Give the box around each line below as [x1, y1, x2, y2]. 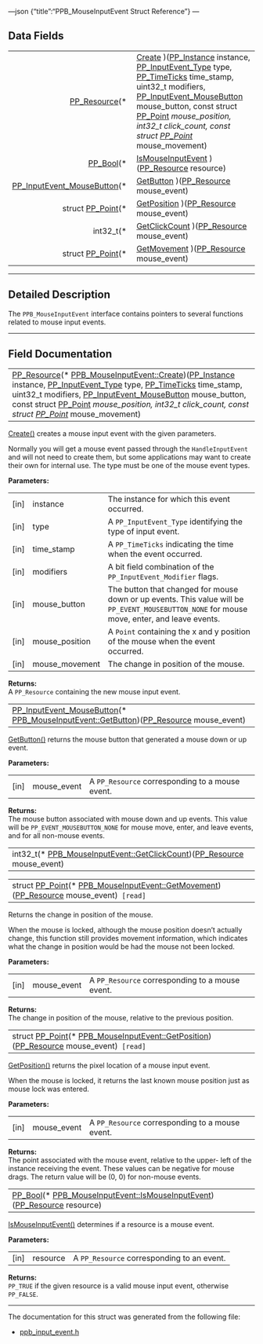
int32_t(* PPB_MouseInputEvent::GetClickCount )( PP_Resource [12, 848, 244, 859]
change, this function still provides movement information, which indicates [8, 934, 248, 943]
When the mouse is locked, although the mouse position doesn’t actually [8, 925, 243, 935]
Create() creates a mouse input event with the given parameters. [8, 429, 217, 438]
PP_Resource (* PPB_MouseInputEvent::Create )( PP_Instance [12, 369, 235, 380]
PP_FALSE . [8, 1290, 39, 1299]
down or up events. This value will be [107, 594, 244, 605]
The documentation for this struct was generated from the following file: [8, 1312, 241, 1322]
